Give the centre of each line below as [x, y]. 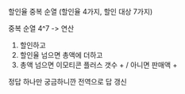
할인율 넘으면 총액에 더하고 [61, 55]
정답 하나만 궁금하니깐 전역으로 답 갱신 [67, 82]
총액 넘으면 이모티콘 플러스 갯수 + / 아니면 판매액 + [98, 65]
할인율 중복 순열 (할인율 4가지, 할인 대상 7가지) [81, 11]
